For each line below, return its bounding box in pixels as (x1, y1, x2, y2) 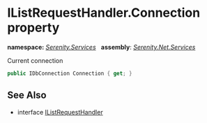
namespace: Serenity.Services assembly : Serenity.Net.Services (7, 43, 196, 51)
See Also (7, 89, 47, 101)
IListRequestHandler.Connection (7, 5, 201, 21)
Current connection (7, 56, 63, 64)
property (7, 20, 60, 36)
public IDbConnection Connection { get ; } (7, 70, 132, 77)
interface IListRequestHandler (17, 108, 103, 116)
